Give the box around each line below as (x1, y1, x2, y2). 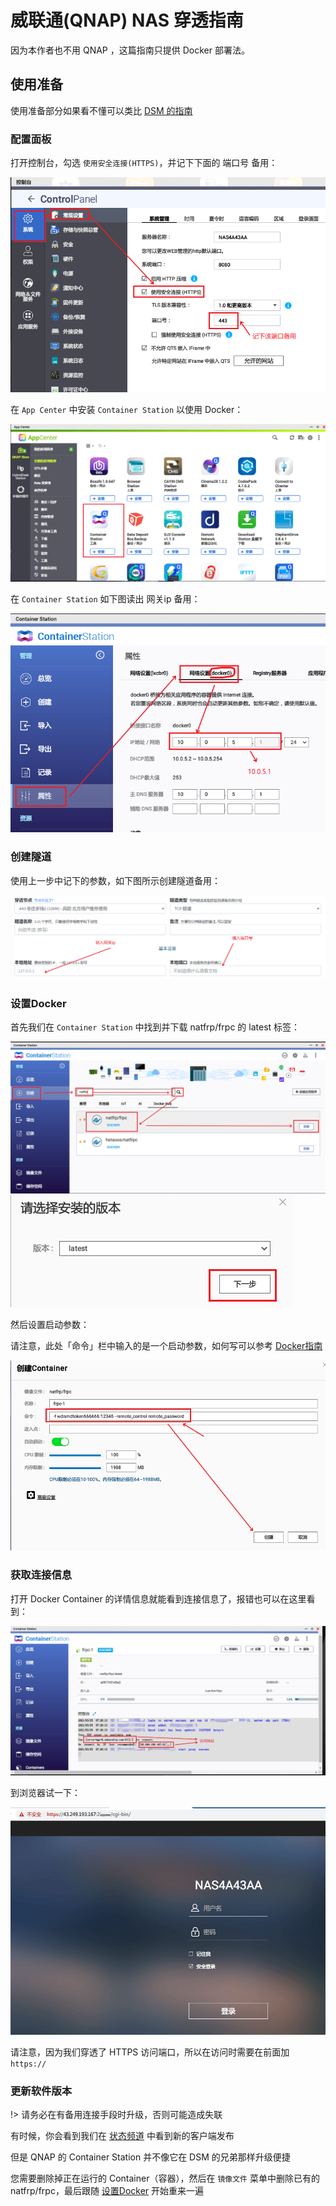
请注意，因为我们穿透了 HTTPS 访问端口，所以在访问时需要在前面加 (10, 2046, 290, 2058)
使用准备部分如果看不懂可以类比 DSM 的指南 (10, 104, 193, 116)
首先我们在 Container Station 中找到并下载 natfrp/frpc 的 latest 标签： (10, 1021, 301, 1033)
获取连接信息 (10, 1568, 73, 1582)
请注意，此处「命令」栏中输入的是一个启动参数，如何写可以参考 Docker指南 (10, 1340, 323, 1352)
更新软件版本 (10, 2084, 73, 2098)
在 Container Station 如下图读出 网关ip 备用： (10, 593, 201, 605)
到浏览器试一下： (10, 1787, 81, 1799)
